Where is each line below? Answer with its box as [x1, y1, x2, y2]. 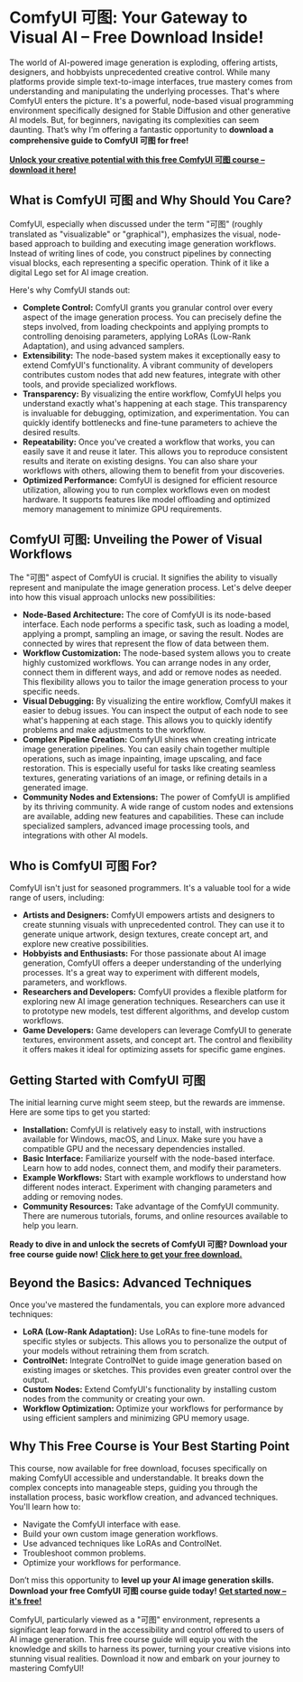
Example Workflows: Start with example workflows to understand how [22, 1173, 287, 1183]
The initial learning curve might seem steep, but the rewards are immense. [9, 1098, 286, 1108]
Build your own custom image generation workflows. [22, 1528, 218, 1539]
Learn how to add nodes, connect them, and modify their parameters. [22, 1163, 282, 1173]
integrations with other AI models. [22, 829, 149, 840]
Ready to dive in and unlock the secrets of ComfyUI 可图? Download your [9, 1238, 288, 1250]
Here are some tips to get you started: [9, 1107, 151, 1117]
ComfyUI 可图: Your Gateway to [9, 7, 248, 28]
